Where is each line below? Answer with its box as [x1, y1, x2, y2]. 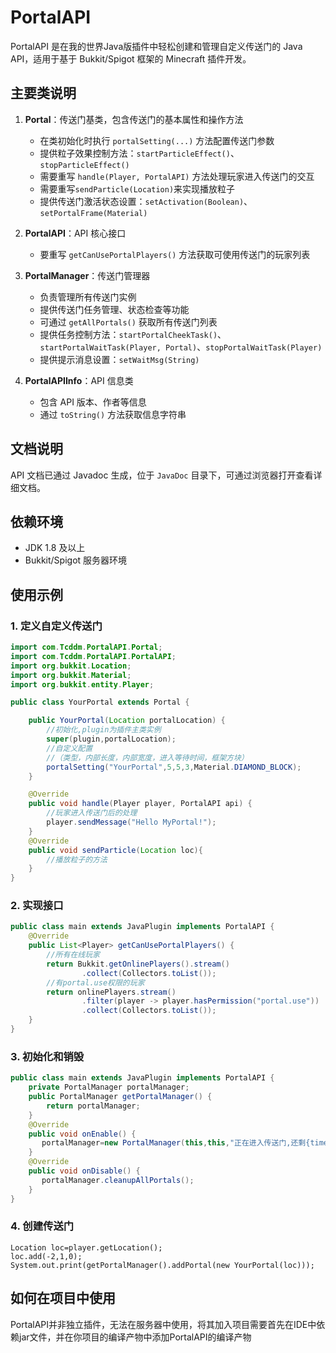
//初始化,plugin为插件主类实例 [46, 725, 162, 735]
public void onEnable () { [28, 1129, 137, 1139]
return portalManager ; [46, 1101, 141, 1111]
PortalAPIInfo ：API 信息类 [24, 374, 134, 386]
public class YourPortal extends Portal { [10, 697, 190, 708]
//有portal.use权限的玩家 [46, 977, 145, 988]
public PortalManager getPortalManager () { [28, 1092, 213, 1102]
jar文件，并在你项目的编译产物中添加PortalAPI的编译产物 [18, 1331, 252, 1343]
